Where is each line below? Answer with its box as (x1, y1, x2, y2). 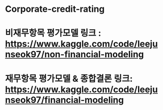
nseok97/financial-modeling (5, 94, 124, 106)
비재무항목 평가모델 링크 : (5, 28, 102, 39)
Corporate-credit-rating (5, 3, 105, 15)
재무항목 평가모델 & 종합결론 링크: (5, 73, 133, 84)
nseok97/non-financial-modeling (5, 49, 144, 60)
